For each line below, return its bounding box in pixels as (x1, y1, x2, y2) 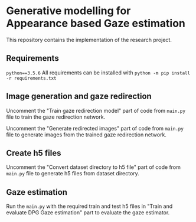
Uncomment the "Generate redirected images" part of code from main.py (6, 125, 184, 132)
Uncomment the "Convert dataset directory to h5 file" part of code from (6, 164, 181, 171)
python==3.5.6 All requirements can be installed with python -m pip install (6, 69, 191, 76)
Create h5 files (6, 148, 61, 158)
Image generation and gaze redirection (6, 92, 152, 102)
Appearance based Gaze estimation (6, 17, 186, 30)
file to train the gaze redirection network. (6, 113, 106, 120)
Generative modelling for (6, 4, 131, 18)
